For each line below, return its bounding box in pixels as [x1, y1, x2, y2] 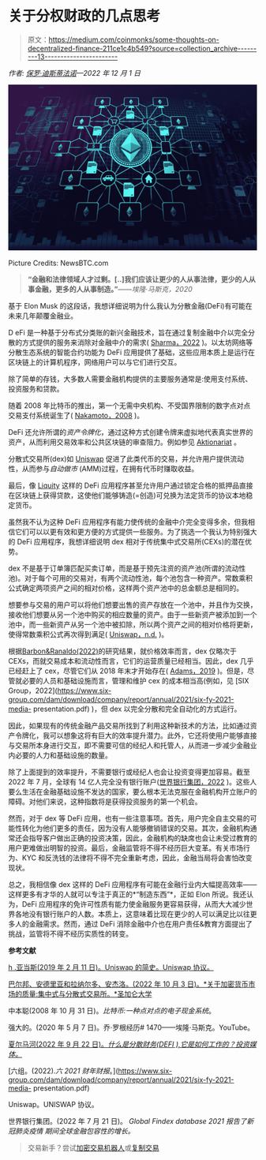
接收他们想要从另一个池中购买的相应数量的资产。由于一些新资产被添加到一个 [8, 610, 257, 619]
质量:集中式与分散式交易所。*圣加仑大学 [21, 990, 152, 999]
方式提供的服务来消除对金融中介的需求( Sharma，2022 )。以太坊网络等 [21, 338, 253, 347]
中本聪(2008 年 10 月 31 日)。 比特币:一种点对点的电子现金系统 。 [8, 1006, 215, 1016]
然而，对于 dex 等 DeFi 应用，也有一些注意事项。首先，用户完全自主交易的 [8, 814, 250, 823]
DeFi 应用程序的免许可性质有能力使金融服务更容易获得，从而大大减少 [21, 900, 246, 909]
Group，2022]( [8, 686, 58, 695]
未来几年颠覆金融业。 [8, 311, 77, 320]
